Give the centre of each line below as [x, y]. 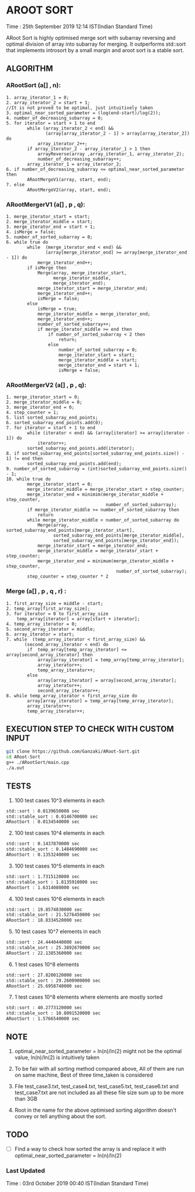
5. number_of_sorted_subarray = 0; [49, 237]
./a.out [16, 768]
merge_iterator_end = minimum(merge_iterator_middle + [106, 561]
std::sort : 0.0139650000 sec [43, 811]
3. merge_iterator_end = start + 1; [51, 227]
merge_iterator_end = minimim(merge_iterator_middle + [95, 495]
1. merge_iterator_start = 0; [43, 397]
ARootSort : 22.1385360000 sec [44, 953]
